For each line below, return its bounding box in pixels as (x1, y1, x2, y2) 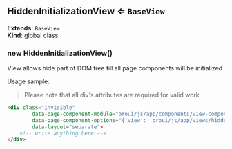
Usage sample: (7, 77, 50, 86)
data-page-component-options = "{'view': (32, 117, 147, 123)
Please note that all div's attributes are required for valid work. (23, 91, 202, 99)
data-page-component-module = (32, 110, 116, 117)
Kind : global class (7, 31, 59, 39)
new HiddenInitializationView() (7, 48, 113, 58)
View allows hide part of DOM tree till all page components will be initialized (7, 64, 223, 72)
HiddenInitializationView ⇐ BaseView (7, 6, 165, 17)
